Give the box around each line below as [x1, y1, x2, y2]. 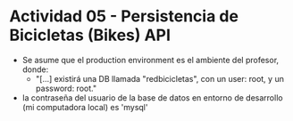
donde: [21, 64, 49, 75]
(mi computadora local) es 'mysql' [21, 101, 148, 112]
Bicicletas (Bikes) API [9, 25, 172, 45]
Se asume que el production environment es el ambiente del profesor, [21, 54, 280, 65]
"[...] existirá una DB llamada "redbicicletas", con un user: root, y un [35, 73, 284, 84]
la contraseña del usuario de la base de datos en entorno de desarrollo [21, 92, 283, 103]
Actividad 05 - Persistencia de [9, 6, 239, 27]
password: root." [35, 83, 96, 93]
